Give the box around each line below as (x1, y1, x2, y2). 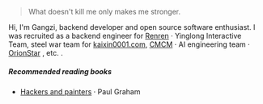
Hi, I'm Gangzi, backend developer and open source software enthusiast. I (8, 23, 256, 31)
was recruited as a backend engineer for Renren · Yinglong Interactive (8, 31, 242, 40)
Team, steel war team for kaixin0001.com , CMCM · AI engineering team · (8, 40, 251, 49)
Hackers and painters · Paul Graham (19, 86, 141, 96)
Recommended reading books (8, 66, 112, 76)
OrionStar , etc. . (8, 48, 63, 57)
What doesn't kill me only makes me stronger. (28, 7, 181, 16)
